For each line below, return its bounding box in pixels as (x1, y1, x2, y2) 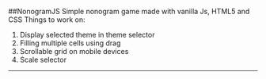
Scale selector (19, 55, 67, 64)
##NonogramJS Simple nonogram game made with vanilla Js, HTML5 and (8, 7, 250, 16)
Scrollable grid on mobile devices (19, 47, 129, 56)
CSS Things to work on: (8, 15, 85, 24)
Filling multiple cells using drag (19, 38, 121, 48)
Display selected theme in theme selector (19, 31, 155, 39)
